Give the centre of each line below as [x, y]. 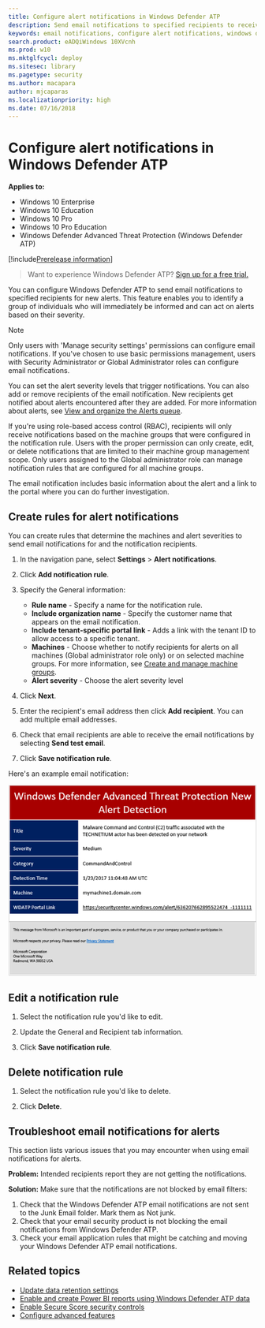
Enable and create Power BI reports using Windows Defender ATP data [135, 1298]
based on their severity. [47, 315]
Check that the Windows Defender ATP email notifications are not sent [134, 1204]
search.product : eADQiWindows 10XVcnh [72, 42]
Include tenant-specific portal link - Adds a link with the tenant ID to [144, 630]
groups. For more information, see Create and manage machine [134, 664]
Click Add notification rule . [64, 574]
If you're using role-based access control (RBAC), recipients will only [120, 427]
